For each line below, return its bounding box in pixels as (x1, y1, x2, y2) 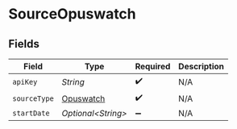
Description (178, 61, 224, 72)
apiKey (12, 77, 38, 86)
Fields (8, 37, 40, 51)
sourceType (12, 94, 54, 103)
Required (135, 61, 171, 72)
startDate (12, 109, 50, 118)
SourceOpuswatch (8, 5, 137, 23)
